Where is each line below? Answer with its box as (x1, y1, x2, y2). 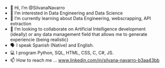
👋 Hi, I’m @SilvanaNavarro (10, 5, 65, 10)
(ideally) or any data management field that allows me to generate (10, 31, 148, 37)
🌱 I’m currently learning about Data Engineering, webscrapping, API (10, 15, 151, 21)
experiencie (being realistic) (10, 36, 69, 42)
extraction (10, 20, 31, 26)
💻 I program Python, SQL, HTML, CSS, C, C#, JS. (10, 50, 114, 55)
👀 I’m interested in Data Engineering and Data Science (10, 10, 123, 16)
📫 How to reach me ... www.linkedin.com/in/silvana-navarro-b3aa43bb (10, 57, 160, 63)
